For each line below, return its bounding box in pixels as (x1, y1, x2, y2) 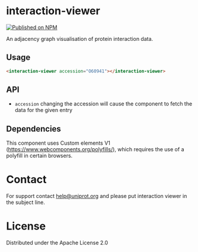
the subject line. (6, 199, 46, 206)
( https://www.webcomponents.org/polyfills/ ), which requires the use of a (6, 146, 184, 153)
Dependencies (6, 123, 61, 134)
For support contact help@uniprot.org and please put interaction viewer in (6, 193, 187, 200)
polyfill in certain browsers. (6, 152, 73, 160)
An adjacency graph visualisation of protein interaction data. (6, 35, 154, 42)
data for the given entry (14, 107, 73, 114)
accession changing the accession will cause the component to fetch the (14, 100, 193, 107)
